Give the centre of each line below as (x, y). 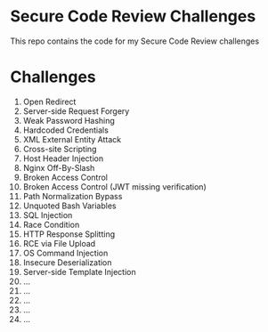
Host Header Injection (63, 158)
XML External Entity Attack (72, 139)
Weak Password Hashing (69, 120)
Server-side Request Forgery (76, 111)
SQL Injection (48, 215)
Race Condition (51, 224)
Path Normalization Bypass (73, 196)
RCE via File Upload (59, 243)
